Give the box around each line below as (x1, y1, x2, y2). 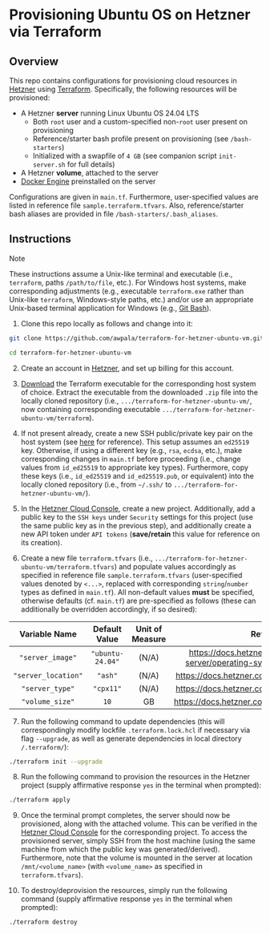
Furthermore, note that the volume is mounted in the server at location (20, 853, 253, 863)
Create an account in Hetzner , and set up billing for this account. (20, 363, 235, 373)
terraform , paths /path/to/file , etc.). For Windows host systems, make (9, 277, 247, 287)
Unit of (135, 623, 163, 634)
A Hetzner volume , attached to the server (20, 168, 159, 177)
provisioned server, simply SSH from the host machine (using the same (20, 836, 256, 846)
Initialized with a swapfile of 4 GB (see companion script (32, 151, 217, 160)
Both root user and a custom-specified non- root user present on (32, 117, 248, 126)
